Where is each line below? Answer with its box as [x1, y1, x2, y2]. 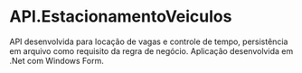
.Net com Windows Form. [9, 55, 104, 66]
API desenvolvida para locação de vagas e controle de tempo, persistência [9, 36, 288, 47]
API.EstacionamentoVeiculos [9, 6, 232, 27]
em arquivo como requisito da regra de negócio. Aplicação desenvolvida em [9, 45, 294, 56]
